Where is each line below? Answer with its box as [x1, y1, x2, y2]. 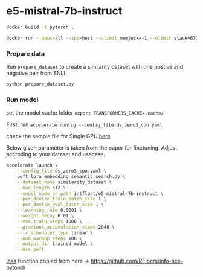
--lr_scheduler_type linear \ [17, 229, 94, 236]
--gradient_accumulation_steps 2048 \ [17, 224, 115, 230]
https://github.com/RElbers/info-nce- [90, 258, 183, 265]
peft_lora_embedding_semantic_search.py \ [17, 173, 126, 179]
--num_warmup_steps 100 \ [17, 235, 83, 241]
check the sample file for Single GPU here [6, 133, 111, 140]
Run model [6, 95, 39, 104]
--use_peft [17, 246, 45, 253]
